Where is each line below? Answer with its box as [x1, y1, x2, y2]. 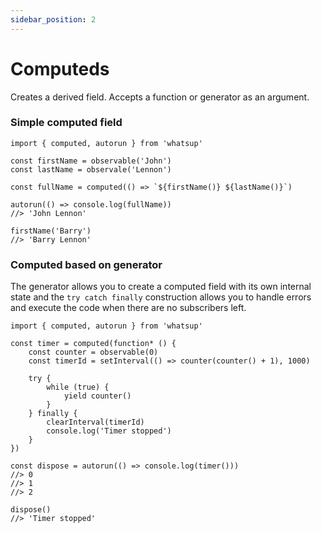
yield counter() [63, 391, 132, 401]
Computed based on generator [10, 257, 163, 271]
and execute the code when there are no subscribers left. [10, 302, 247, 314]
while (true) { [46, 382, 110, 393]
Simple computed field [10, 116, 123, 130]
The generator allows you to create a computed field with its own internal [10, 281, 312, 293]
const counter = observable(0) [28, 347, 159, 358]
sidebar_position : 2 [10, 14, 97, 25]
